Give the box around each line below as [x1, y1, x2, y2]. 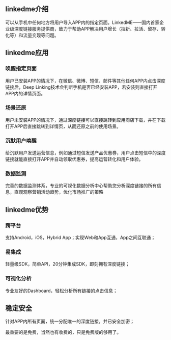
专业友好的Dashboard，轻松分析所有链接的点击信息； [5, 287, 118, 294]
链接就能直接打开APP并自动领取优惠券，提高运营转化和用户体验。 [5, 156, 144, 162]
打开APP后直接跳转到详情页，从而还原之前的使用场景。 [5, 123, 121, 129]
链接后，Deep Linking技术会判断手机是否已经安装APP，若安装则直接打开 [5, 84, 158, 90]
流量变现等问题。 [22, 32, 59, 38]
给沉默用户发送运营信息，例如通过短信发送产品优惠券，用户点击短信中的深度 [5, 150, 166, 156]
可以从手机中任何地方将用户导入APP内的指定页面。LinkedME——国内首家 [5, 19, 160, 25]
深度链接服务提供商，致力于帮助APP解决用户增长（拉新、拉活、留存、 [14, 25, 161, 32]
